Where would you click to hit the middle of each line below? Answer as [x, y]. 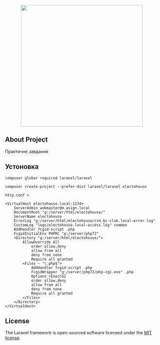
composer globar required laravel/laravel [49, 178]
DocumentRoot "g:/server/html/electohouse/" [60, 212]
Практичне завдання [27, 151]
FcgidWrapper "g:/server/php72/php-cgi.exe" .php [82, 272]
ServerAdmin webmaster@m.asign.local [52, 208]
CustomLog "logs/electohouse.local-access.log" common [71, 225]
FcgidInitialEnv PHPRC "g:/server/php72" [56, 233]
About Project [27, 140]
